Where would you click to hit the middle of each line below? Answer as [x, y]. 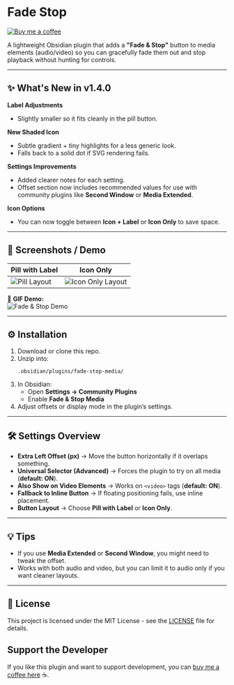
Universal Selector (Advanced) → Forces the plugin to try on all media [119, 471]
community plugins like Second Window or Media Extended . [105, 194]
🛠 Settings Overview [54, 436]
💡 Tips [22, 536]
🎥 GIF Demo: [25, 299]
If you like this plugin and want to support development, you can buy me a [114, 667]
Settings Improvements [42, 166]
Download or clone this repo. [59, 351]
